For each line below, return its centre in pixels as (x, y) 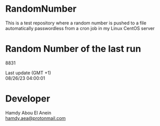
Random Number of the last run (73, 49)
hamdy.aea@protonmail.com (36, 118)
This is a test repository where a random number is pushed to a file (76, 23)
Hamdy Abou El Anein (28, 113)
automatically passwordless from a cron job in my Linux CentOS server (80, 28)
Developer (28, 99)
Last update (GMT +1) (28, 73)
